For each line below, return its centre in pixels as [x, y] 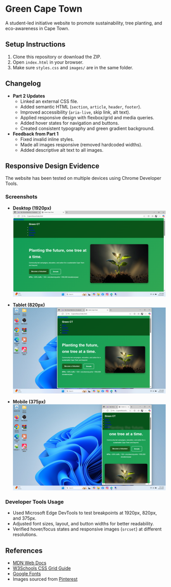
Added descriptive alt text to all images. [62, 150]
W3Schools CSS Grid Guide [42, 568]
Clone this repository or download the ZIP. [57, 57]
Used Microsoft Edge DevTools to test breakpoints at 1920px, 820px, [85, 513]
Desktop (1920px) [32, 208]
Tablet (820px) [29, 305]
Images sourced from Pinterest [45, 579]
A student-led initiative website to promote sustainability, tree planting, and [84, 23]
